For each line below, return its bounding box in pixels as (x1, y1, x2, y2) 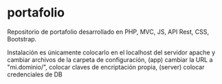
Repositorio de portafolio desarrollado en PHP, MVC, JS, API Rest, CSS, (7, 28, 210, 36)
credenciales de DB (7, 70, 63, 78)
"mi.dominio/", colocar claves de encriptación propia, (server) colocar (7, 63, 205, 71)
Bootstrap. (7, 34, 37, 43)
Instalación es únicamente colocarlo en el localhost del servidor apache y (7, 48, 216, 56)
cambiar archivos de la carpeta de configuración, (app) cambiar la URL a (7, 55, 213, 63)
